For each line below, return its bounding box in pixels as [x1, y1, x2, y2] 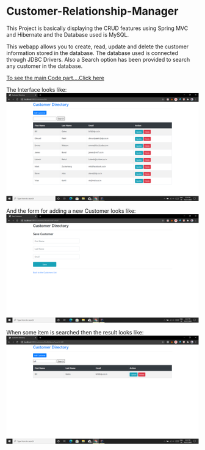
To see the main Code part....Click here [6, 74, 105, 81]
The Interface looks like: [6, 86, 67, 93]
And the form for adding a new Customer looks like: [6, 207, 136, 215]
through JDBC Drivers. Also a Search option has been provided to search [6, 56, 190, 63]
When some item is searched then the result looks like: [6, 328, 144, 336]
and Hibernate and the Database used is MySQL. [6, 31, 129, 38]
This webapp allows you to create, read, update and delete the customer [6, 43, 189, 50]
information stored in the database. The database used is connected [6, 49, 179, 56]
